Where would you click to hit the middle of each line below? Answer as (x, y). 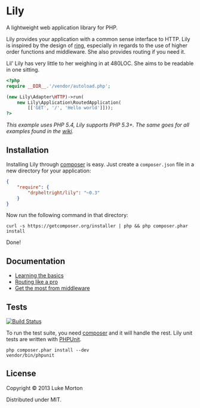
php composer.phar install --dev (48, 350)
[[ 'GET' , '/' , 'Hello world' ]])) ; (70, 108)
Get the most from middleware (52, 288)
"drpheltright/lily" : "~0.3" (64, 193)
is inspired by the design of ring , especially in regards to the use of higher (97, 45)
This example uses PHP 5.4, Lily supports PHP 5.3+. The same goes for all (98, 125)
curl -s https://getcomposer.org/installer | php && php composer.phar (97, 226)
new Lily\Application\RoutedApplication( (69, 103)
